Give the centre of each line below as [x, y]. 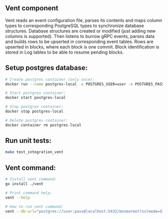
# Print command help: [29, 193]
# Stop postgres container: [34, 107]
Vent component [32, 8]
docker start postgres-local [35, 98]
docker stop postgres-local [34, 111]
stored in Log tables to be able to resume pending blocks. [64, 52]
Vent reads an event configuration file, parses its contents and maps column [84, 20]
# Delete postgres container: [37, 120]
